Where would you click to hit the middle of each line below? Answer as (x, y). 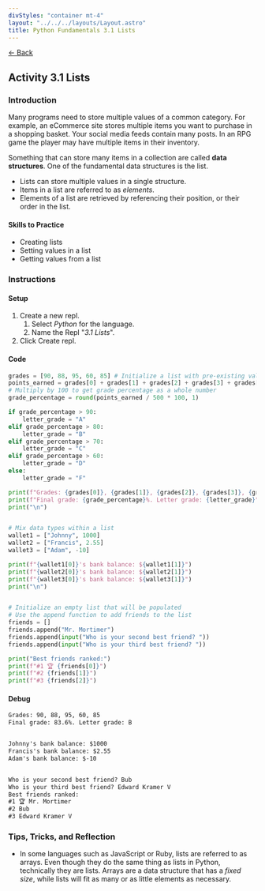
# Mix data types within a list (61, 528)
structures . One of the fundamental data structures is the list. (108, 166)
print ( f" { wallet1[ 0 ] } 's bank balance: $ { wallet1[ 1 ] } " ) (100, 564)
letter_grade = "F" (54, 478)
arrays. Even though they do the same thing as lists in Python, (120, 863)
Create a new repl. (50, 316)
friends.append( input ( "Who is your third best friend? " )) (107, 645)
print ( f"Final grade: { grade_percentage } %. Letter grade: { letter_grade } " (134, 500)
